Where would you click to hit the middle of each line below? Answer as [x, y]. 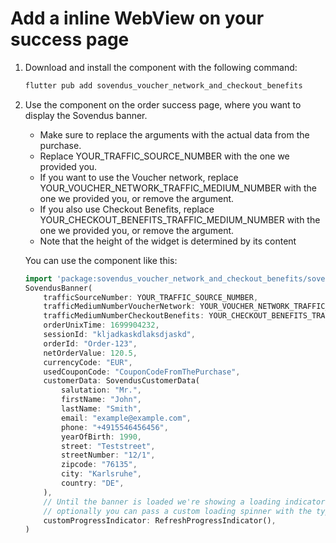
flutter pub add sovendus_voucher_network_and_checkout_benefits [163, 85]
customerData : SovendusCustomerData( [122, 381]
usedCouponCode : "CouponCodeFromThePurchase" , [142, 372]
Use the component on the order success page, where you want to [163, 104]
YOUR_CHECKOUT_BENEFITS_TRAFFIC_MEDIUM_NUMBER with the [180, 219]
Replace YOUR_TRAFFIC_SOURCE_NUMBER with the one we [164, 156]
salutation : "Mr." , [101, 390]
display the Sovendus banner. [86, 115]
